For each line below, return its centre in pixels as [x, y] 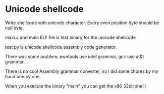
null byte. [15, 28]
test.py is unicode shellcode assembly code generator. [61, 47]
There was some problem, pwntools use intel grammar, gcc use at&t [75, 56]
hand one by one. [23, 76]
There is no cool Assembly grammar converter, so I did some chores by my [82, 71]
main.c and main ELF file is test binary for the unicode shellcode [71, 37]
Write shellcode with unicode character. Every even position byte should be [82, 23]
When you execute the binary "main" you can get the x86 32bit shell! [76, 86]
